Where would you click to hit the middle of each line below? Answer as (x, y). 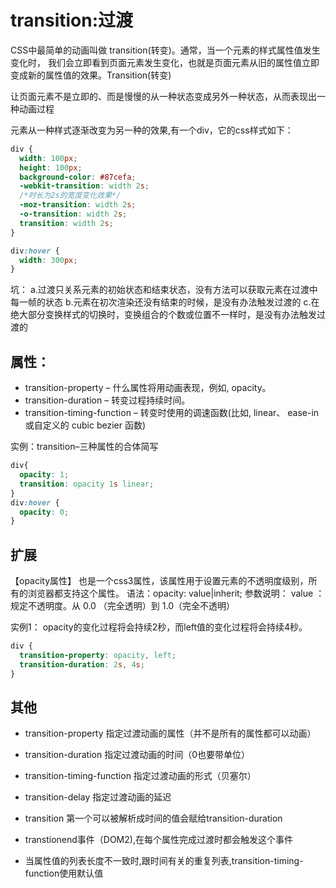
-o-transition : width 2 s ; (73, 214)
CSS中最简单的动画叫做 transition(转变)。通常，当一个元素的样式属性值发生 (165, 50)
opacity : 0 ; (44, 512)
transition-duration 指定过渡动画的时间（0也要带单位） (137, 755)
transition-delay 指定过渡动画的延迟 (98, 797)
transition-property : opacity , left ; (98, 655)
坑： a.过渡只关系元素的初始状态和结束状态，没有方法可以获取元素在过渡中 (164, 290)
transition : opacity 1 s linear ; (87, 484)
